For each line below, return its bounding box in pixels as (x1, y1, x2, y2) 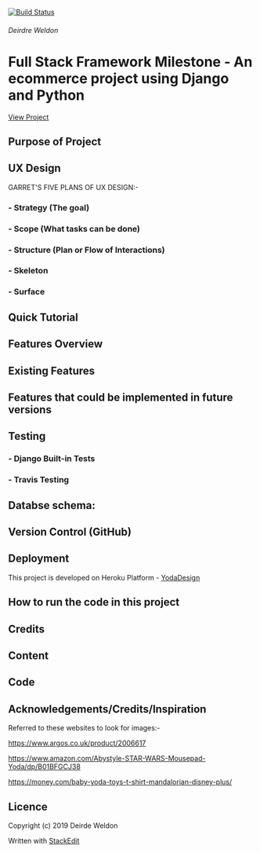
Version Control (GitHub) (8, 525, 132, 538)
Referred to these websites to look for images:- (8, 723, 161, 733)
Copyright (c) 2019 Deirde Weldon (8, 821, 118, 830)
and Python (8, 86, 85, 104)
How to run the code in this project (8, 595, 180, 609)
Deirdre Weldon (8, 25, 59, 35)
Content (8, 649, 49, 662)
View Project (8, 112, 49, 122)
